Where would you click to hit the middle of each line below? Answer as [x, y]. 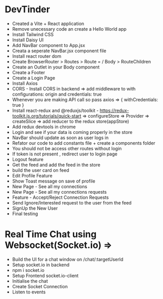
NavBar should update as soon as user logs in [60, 137]
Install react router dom [37, 56]
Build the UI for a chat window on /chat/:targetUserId [67, 259]
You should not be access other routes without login [67, 148]
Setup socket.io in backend [41, 265]
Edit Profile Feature [32, 175]
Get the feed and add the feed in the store [56, 165]
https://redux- [114, 110]
